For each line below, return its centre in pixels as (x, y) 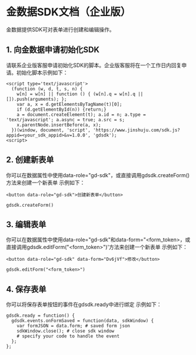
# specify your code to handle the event (68, 336)
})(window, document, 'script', (51, 130)
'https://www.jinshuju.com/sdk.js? (137, 130)
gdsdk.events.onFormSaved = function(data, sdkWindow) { (83, 321)
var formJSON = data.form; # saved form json (74, 326)
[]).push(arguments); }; (36, 99)
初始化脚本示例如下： (42, 72)
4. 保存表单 (26, 289)
